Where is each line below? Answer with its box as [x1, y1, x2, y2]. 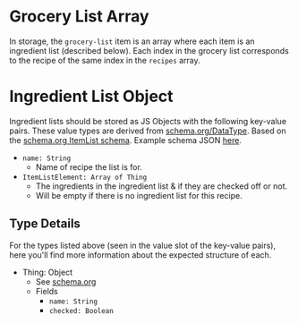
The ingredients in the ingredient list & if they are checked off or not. [35, 181, 288, 191]
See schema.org [35, 276, 97, 287]
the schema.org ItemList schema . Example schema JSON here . [9, 134, 242, 145]
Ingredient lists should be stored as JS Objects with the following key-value [9, 115, 287, 126]
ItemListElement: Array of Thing [21, 173, 148, 182]
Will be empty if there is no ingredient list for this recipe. [35, 190, 243, 200]
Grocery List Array [9, 6, 149, 27]
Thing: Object [21, 267, 73, 277]
